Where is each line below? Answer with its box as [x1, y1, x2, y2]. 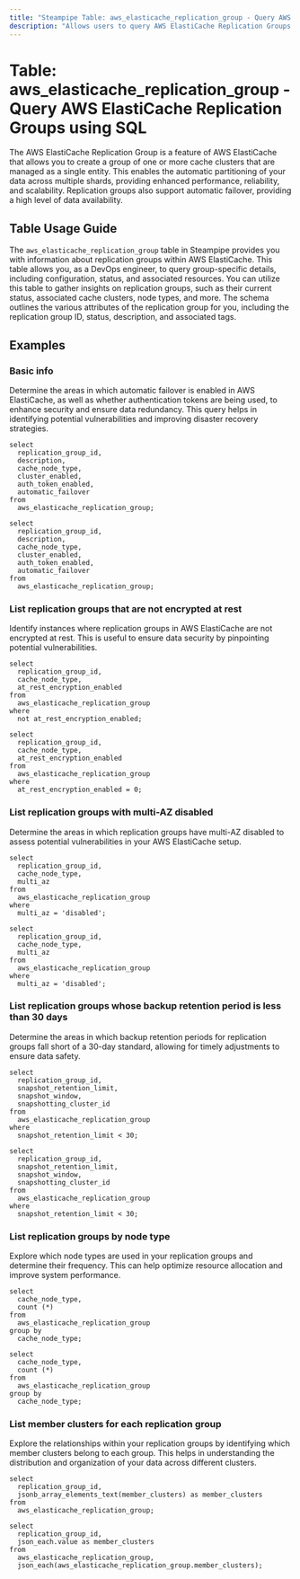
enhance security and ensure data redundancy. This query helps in [9, 403, 258, 414]
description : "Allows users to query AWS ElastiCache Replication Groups [9, 22, 292, 31]
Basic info [9, 365, 54, 377]
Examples [9, 338, 66, 353]
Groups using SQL [9, 118, 147, 137]
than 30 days [9, 1011, 68, 1024]
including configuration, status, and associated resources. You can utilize [9, 273, 280, 284]
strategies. [9, 423, 49, 434]
